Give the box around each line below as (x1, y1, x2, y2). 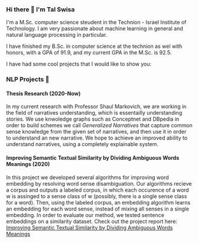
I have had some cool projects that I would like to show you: (6, 60, 152, 67)
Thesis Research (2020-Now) (6, 90, 81, 97)
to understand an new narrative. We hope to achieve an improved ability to (6, 134, 188, 141)
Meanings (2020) (6, 161, 50, 168)
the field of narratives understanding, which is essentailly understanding (6, 109, 182, 116)
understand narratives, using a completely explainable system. (6, 141, 158, 148)
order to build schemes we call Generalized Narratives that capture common (6, 122, 193, 129)
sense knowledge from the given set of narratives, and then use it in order (6, 128, 187, 135)
